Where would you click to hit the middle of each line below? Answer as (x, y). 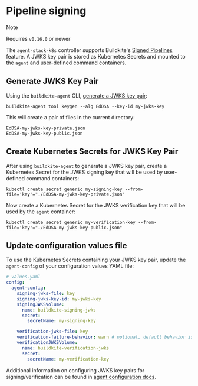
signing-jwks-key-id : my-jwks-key (59, 299)
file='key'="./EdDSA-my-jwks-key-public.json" (64, 228)
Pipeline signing (46, 11)
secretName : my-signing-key (62, 321)
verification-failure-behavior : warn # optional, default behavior (101, 337)
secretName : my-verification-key (68, 359)
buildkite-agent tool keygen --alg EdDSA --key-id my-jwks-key (85, 106)
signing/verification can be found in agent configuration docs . (81, 377)
